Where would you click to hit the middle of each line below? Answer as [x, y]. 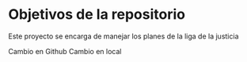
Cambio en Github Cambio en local [65, 51]
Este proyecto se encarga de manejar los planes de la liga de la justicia [123, 36]
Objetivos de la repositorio [97, 15]
